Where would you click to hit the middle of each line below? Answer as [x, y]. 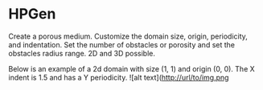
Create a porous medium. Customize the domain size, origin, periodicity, [128, 36]
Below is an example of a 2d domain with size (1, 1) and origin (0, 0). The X [131, 68]
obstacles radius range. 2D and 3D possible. [82, 53]
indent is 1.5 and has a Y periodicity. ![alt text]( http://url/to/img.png [119, 77]
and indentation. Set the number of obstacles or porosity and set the [122, 44]
